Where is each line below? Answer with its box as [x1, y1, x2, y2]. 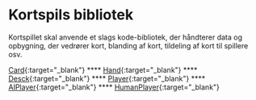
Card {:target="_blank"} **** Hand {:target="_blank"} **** [8, 65, 198, 74]
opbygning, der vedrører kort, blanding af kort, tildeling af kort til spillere [8, 40, 249, 50]
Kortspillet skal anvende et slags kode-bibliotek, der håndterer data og [8, 32, 243, 42]
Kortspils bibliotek [8, 6, 134, 24]
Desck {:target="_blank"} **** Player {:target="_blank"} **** [8, 73, 206, 83]
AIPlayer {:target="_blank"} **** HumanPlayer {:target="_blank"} [8, 82, 220, 92]
